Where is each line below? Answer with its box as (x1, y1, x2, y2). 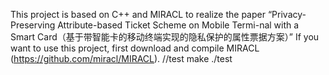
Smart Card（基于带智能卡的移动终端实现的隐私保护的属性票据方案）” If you (10, 31, 320, 43)
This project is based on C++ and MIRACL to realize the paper (10, 9, 266, 20)
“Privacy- (267, 9, 307, 20)
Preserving (10, 19, 56, 31)
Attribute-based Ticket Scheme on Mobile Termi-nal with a (57, 19, 300, 31)
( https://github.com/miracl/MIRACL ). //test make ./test (10, 53, 233, 64)
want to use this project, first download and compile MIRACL (10, 42, 260, 54)
